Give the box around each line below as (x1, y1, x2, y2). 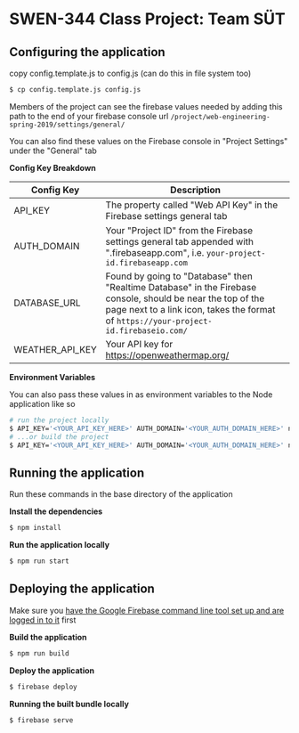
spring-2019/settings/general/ (9, 120, 125, 129)
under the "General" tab (9, 145, 98, 156)
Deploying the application (9, 582, 156, 597)
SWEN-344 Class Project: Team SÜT (9, 9, 287, 29)
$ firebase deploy (9, 682, 77, 691)
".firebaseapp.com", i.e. (105, 246, 205, 258)
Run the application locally (9, 540, 109, 550)
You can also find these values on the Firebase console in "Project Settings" (9, 135, 288, 146)
